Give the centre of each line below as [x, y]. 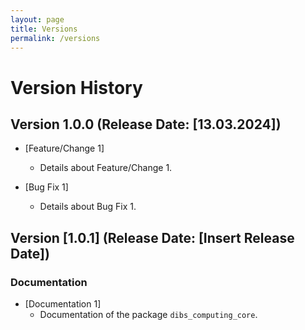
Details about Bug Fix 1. [88, 207]
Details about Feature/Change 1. [106, 168]
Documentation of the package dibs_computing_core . [148, 315]
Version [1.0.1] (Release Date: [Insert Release [152, 237]
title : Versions [44, 29]
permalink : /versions [55, 38]
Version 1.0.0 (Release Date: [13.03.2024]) [146, 124]
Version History [76, 87]
